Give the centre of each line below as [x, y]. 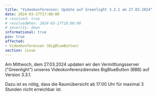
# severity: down [23, 28]
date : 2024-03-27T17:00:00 [32, 14]
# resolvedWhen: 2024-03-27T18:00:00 [43, 23]
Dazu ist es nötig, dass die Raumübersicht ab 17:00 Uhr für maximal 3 [74, 84]
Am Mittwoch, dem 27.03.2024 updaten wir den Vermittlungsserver [72, 64]
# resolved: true [23, 19]
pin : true [15, 37]
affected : [15, 41]
